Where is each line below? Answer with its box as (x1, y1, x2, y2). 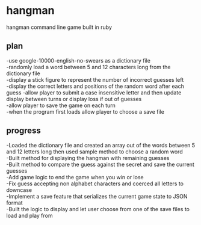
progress (6, 126, 41, 136)
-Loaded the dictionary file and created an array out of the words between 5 (6, 141, 196, 149)
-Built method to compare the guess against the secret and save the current (6, 161, 194, 168)
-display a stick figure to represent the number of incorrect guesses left (6, 76, 184, 83)
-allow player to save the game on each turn (6, 102, 116, 109)
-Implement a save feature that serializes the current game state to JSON (6, 193, 188, 200)
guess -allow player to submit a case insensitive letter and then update (6, 88, 182, 96)
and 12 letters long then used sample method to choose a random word (6, 148, 183, 155)
